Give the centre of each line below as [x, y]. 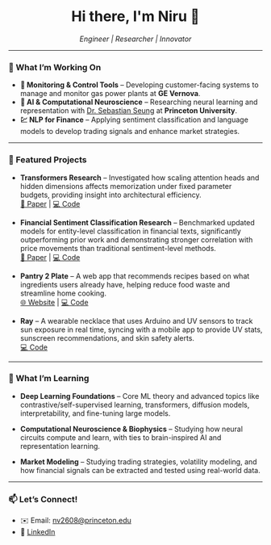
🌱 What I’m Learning [49, 379]
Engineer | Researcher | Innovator [135, 39]
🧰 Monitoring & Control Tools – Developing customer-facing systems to [140, 85]
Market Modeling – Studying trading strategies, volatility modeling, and [138, 461]
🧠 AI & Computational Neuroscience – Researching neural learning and [139, 102]
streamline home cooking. [63, 293]
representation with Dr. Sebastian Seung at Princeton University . [129, 111]
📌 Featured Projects [48, 160]
